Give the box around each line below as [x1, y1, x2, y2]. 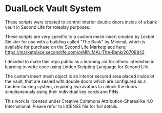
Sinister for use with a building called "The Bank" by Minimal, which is [5, 38, 145, 44]
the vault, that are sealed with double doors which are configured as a [5, 78, 146, 84]
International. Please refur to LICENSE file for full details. [5, 103, 119, 109]
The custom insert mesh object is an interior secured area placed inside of [5, 73, 155, 79]
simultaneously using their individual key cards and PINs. [5, 89, 120, 94]
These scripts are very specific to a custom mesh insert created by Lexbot [5, 34, 155, 39]
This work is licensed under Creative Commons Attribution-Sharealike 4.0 [5, 98, 153, 104]
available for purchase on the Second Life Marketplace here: [5, 44, 127, 50]
